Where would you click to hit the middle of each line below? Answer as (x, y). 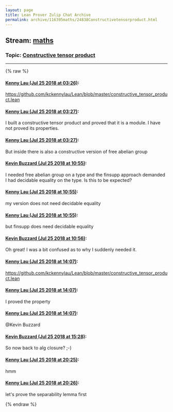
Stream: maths (30, 40)
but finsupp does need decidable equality (49, 227)
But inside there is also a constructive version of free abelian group (76, 152)
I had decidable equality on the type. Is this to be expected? (69, 180)
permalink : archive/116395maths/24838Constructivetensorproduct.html (82, 20)
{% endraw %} (21, 404)
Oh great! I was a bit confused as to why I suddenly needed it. (71, 250)
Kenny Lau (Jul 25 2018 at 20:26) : (42, 383)
